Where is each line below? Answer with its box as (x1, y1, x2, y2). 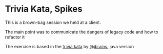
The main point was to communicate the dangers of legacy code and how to (5, 29, 159, 35)
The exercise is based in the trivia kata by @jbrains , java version (5, 43, 134, 49)
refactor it (5, 34, 25, 40)
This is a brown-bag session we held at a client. (5, 19, 101, 25)
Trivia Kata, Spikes (5, 3, 83, 15)
